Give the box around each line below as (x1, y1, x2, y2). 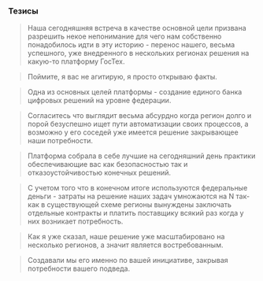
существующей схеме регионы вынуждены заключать (46, 200, 232, 209)
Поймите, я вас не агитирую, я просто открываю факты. (27, 72, 218, 82)
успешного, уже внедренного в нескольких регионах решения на (27, 49, 250, 58)
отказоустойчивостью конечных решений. (27, 168, 172, 178)
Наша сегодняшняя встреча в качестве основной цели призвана (27, 24, 246, 33)
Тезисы (8, 6, 39, 17)
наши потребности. (27, 136, 93, 146)
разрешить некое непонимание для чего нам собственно (27, 31, 222, 41)
